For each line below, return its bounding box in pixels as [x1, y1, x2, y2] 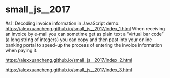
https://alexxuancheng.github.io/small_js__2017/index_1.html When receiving [5, 25, 165, 31]
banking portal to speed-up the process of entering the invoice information [5, 42, 162, 48]
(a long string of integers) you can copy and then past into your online [5, 36, 152, 43]
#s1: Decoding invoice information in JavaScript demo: [5, 20, 120, 26]
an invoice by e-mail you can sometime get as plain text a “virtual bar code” [5, 31, 164, 37]
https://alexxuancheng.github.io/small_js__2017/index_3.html [5, 67, 132, 73]
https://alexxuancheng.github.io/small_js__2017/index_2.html [5, 57, 132, 63]
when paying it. [5, 47, 38, 53]
